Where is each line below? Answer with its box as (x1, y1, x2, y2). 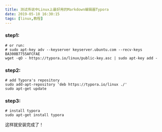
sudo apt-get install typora (5, 113, 64, 117)
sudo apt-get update (5, 86, 47, 91)
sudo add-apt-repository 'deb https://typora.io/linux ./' (5, 82, 127, 87)
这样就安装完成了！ (5, 122, 44, 128)
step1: (5, 32, 20, 39)
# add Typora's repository (5, 78, 60, 83)
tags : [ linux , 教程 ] (5, 16, 43, 21)
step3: (5, 97, 21, 104)
